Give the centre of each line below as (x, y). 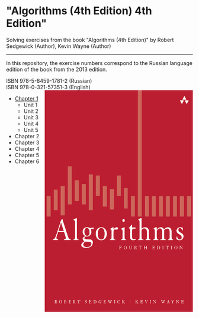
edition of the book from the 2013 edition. (57, 69)
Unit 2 (31, 111)
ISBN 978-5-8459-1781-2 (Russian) (49, 80)
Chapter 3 (27, 142)
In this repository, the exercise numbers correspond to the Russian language (99, 63)
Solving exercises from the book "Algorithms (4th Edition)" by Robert (90, 40)
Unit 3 (31, 117)
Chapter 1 (26, 98)
